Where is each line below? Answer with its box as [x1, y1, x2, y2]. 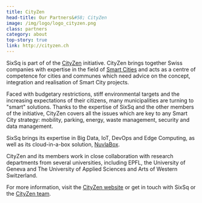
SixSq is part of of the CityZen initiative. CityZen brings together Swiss [6, 59, 183, 67]
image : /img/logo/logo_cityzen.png [6, 20, 96, 26]
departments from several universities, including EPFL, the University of [6, 159, 186, 166]
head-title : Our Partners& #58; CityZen [6, 15, 107, 21]
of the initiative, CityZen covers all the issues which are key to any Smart [6, 110, 188, 117]
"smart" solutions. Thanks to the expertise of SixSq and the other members [6, 103, 194, 110]
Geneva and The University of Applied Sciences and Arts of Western [6, 165, 178, 173]
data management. [6, 122, 53, 130]
